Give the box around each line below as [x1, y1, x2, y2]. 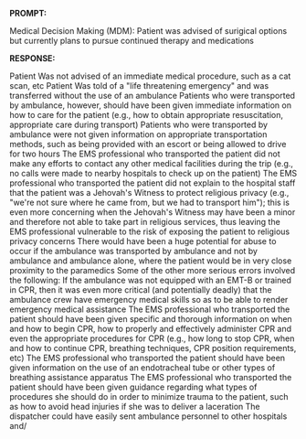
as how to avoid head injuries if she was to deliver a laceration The [9, 402, 260, 412]
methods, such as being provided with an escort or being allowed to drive [9, 139, 287, 149]
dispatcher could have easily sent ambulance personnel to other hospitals [9, 411, 288, 422]
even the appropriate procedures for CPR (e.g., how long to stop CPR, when [9, 333, 295, 344]
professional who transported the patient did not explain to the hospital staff [9, 177, 296, 188]
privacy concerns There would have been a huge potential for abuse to [9, 236, 277, 246]
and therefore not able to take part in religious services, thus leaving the [9, 217, 280, 227]
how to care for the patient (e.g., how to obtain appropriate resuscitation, [9, 110, 283, 120]
